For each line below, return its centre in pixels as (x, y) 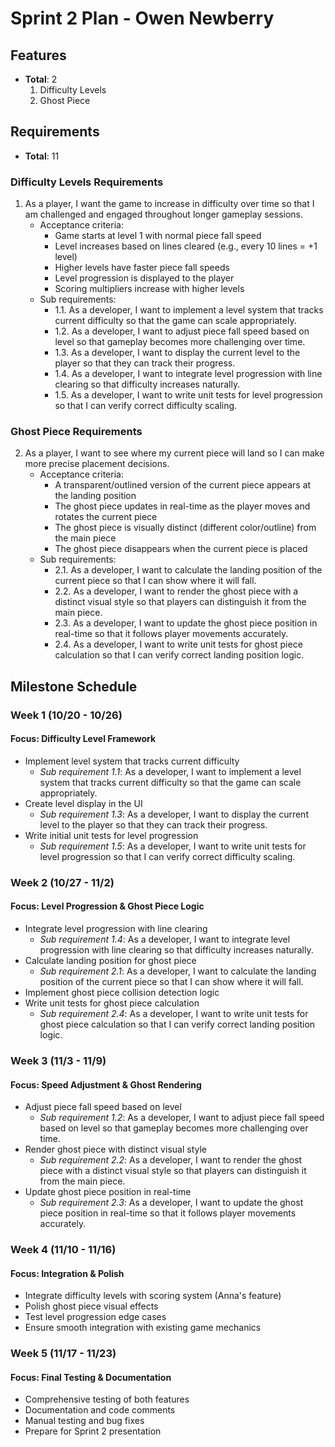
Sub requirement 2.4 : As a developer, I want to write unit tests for (174, 1014)
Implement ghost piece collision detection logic (122, 993)
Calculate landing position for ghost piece (110, 961)
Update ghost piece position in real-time (108, 1192)
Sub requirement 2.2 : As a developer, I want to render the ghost (171, 1160)
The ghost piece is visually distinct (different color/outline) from (185, 528)
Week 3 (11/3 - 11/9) (58, 1060)
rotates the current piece (106, 517)
